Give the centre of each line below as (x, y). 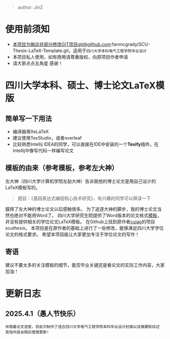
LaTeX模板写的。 (23, 187)
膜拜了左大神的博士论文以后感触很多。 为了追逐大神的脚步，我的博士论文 (81, 209)
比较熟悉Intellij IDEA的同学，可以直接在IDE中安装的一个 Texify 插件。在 (86, 144)
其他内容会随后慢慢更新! (27, 332)
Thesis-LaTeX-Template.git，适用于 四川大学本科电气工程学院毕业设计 (79, 51)
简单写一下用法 (29, 118)
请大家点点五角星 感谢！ (38, 63)
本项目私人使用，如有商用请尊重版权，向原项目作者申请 (70, 57)
